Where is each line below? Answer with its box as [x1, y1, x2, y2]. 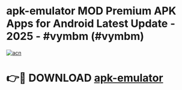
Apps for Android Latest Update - [6, 17, 175, 30]
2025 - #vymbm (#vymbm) [6, 30, 144, 43]
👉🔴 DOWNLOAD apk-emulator [6, 72, 163, 85]
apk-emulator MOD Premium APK [6, 4, 177, 18]
